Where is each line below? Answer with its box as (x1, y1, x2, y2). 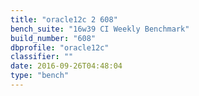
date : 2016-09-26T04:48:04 (10, 61, 123, 71)
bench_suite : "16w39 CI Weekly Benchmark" (10, 24, 190, 34)
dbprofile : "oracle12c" (10, 42, 110, 53)
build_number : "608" (10, 33, 97, 43)
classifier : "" (10, 52, 74, 62)
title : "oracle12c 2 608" (10, 14, 118, 25)
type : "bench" (10, 71, 70, 81)
